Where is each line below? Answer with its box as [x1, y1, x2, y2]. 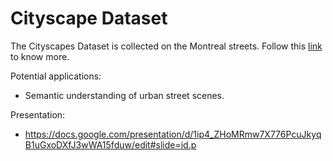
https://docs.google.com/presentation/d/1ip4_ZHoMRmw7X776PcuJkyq [24, 128, 322, 140]
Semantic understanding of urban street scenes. [24, 89, 225, 101]
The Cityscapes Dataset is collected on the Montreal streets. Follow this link [10, 40, 323, 52]
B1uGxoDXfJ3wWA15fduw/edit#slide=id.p [24, 138, 197, 151]
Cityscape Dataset [10, 7, 168, 30]
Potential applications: [10, 70, 102, 82]
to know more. [10, 50, 70, 62]
